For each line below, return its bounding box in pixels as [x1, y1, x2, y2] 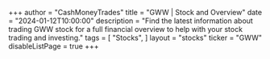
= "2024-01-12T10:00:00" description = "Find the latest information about [8, 16, 254, 26]
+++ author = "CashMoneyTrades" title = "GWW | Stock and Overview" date [8, 8, 263, 17]
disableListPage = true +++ [8, 41, 99, 51]
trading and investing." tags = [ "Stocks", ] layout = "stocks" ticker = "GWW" [8, 33, 262, 42]
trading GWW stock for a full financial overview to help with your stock [8, 25, 243, 33]
